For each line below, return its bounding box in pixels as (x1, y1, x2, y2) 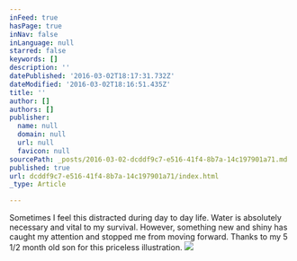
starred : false (9, 47, 67, 56)
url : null (17, 138, 54, 147)
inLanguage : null (9, 38, 75, 48)
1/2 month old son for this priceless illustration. (9, 242, 183, 253)
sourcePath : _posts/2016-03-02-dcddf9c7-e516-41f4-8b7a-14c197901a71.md (9, 154, 288, 164)
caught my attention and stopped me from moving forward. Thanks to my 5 (9, 231, 288, 242)
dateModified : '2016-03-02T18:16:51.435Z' (9, 80, 171, 89)
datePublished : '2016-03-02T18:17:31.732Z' (9, 72, 175, 81)
